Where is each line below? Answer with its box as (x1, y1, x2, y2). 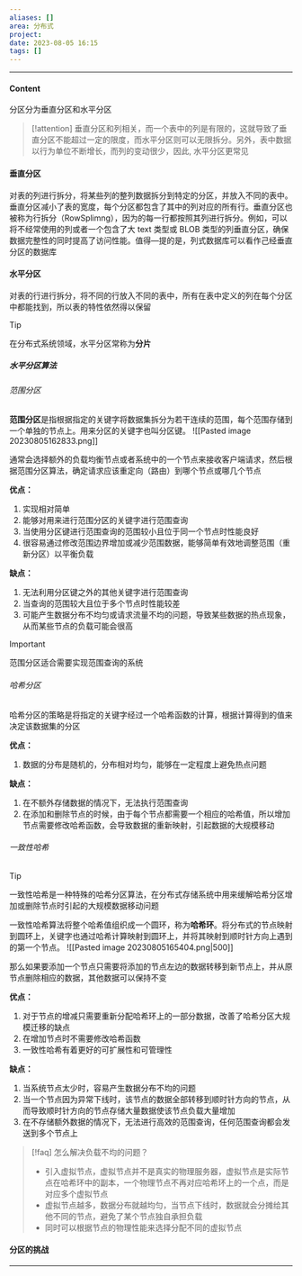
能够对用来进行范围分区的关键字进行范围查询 (22, 515, 189, 526)
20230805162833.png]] (9, 436, 99, 447)
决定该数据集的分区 (9, 720, 81, 731)
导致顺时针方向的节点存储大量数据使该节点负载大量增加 (30, 1105, 235, 1116)
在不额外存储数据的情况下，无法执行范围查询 (22, 797, 189, 808)
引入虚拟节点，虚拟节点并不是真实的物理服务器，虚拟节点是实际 (44, 1165, 281, 1176)
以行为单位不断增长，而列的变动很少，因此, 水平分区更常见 (31, 146, 249, 157)
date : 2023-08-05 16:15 (9, 38, 99, 48)
